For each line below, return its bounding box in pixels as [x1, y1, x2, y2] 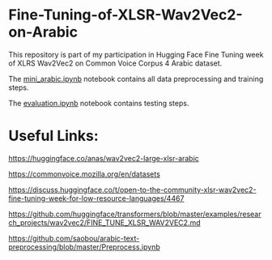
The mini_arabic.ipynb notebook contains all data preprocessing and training [8, 74, 264, 83]
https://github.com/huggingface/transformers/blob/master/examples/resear [8, 209, 261, 219]
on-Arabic [8, 23, 79, 41]
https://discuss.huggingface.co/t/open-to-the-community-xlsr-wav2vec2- [8, 185, 257, 194]
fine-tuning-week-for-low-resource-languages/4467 [8, 193, 185, 203]
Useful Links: [8, 127, 99, 145]
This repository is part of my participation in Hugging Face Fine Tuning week [8, 49, 264, 59]
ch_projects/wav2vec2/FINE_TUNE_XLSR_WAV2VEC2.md [8, 217, 201, 228]
